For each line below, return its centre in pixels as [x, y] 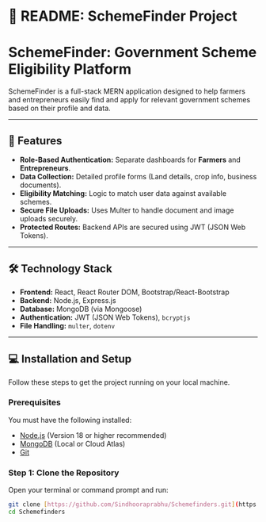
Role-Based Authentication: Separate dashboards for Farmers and [130, 159]
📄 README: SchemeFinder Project [123, 16]
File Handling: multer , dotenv [67, 325]
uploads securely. [49, 218]
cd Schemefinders [37, 512]
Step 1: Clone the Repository [64, 473]
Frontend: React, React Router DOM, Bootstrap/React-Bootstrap [124, 292]
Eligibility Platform [70, 69]
